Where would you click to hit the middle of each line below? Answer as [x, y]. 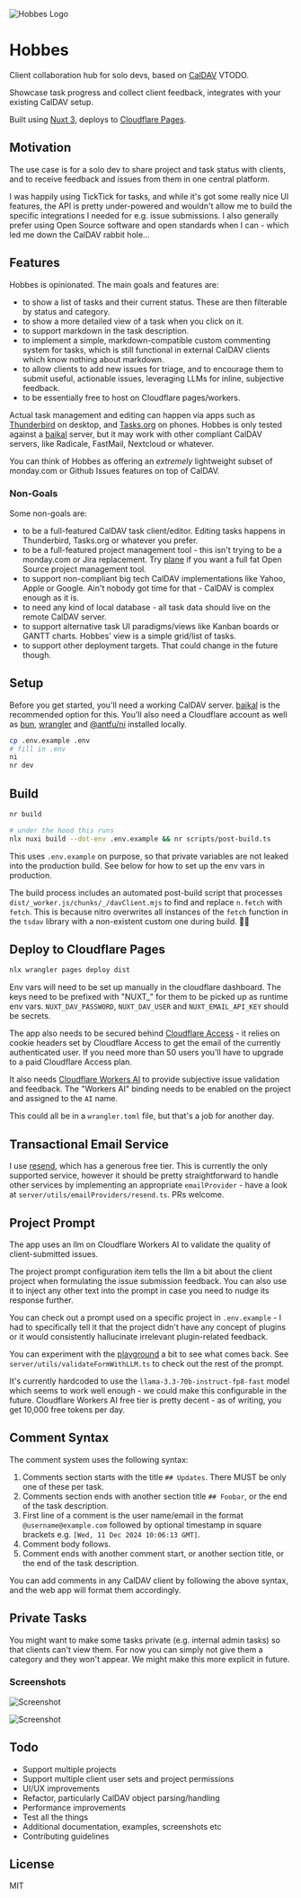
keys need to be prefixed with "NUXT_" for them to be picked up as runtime [149, 997]
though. [37, 655]
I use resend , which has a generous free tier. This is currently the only [138, 1166]
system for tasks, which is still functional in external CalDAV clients [146, 350]
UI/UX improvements [61, 1788]
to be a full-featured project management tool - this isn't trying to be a [152, 549]
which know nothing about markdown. [93, 359]
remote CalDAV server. [64, 617]
